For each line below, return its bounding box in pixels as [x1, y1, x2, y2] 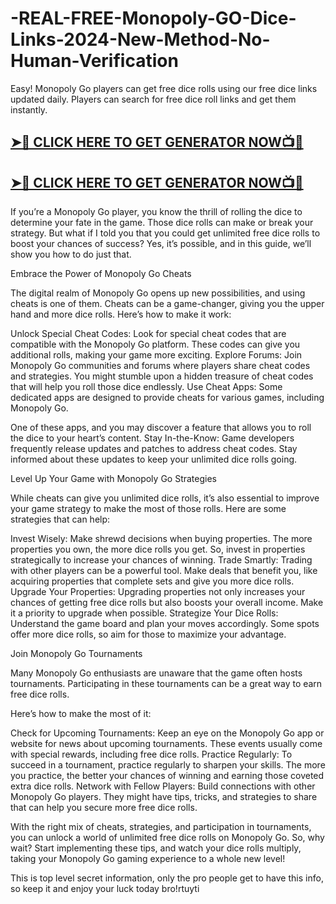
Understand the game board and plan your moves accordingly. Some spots [10, 618, 320, 630]
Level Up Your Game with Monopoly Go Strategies [10, 473, 217, 485]
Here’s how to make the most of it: [10, 708, 152, 720]
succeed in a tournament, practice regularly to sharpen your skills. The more [10, 759, 326, 771]
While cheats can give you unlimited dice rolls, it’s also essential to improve [10, 492, 320, 504]
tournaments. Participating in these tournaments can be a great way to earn [10, 678, 323, 690]
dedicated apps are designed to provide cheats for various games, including [10, 392, 325, 404]
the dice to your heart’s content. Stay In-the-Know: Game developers [10, 432, 295, 444]
